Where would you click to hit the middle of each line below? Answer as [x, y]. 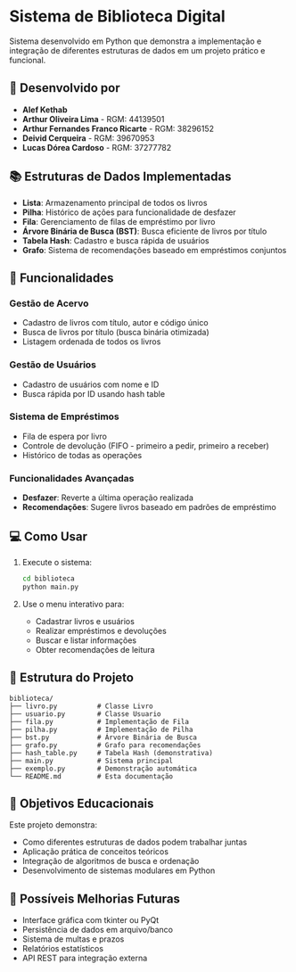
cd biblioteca [48, 578]
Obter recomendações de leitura [95, 649]
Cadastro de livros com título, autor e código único [115, 323]
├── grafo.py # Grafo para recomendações [105, 745]
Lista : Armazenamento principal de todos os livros [115, 202]
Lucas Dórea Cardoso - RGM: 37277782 [97, 147]
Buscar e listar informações [86, 640]
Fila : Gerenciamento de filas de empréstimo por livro [119, 221]
